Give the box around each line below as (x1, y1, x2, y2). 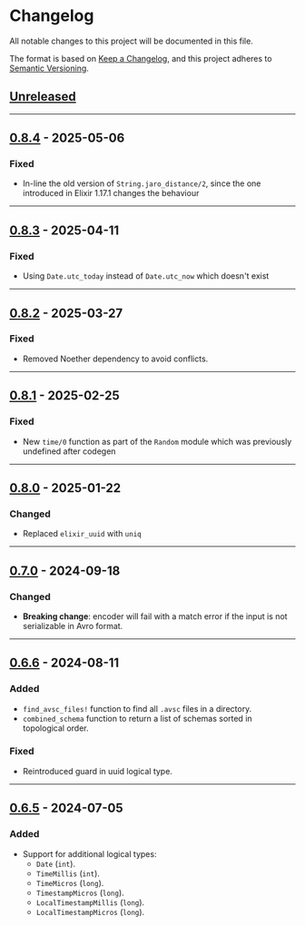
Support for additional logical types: (22, 848, 157, 859)
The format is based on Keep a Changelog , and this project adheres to (9, 53, 272, 64)
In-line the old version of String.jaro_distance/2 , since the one (22, 178, 261, 189)
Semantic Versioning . (9, 63, 89, 74)
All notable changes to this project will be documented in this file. (9, 35, 254, 46)
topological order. (22, 723, 89, 734)
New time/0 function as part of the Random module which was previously (22, 436, 292, 447)
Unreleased (9, 89, 77, 104)
